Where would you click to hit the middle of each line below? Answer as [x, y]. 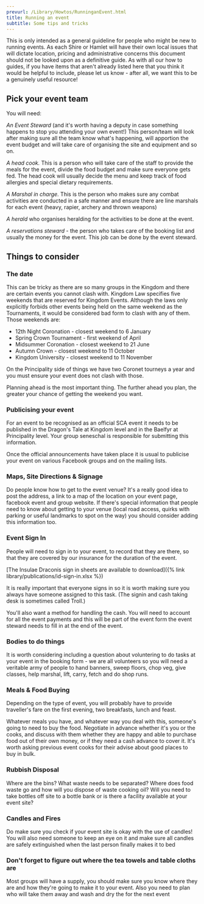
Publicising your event [40, 409]
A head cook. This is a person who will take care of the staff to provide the [100, 163]
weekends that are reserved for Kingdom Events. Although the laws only [97, 300]
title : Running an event [38, 18]
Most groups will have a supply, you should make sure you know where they [102, 881]
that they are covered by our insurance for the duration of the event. [92, 558]
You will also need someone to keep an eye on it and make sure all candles [100, 838]
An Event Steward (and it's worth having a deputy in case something [92, 125]
